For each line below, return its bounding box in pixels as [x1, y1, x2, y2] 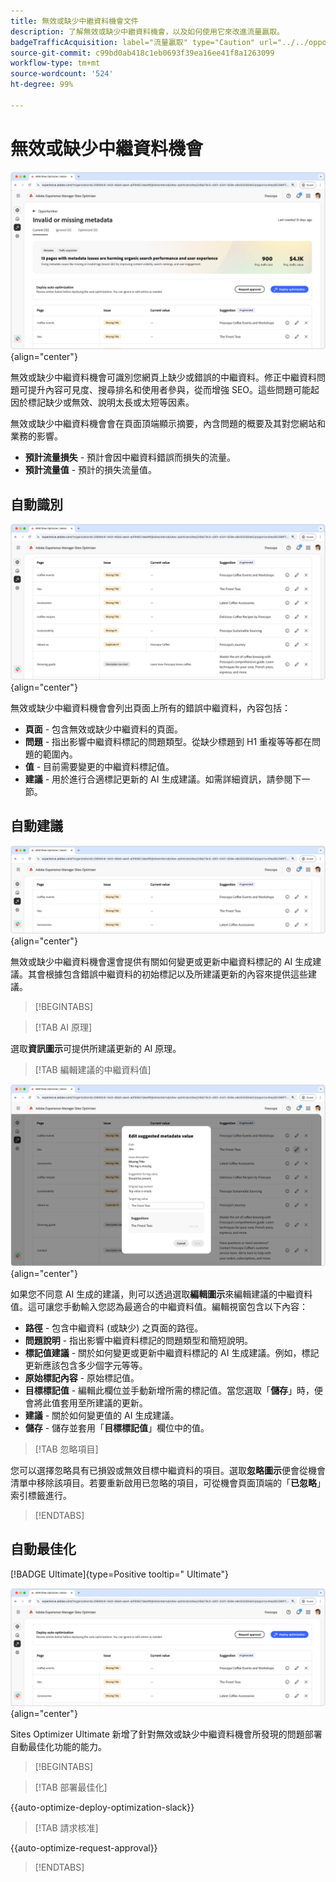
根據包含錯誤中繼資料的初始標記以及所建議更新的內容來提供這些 [44, 968, 308, 980]
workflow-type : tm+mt [10, 58, 101, 69]
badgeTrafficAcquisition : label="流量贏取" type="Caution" [10, 37, 256, 47]
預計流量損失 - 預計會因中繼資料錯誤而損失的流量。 [24, 451, 237, 464]
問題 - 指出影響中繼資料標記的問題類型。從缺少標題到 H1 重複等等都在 [24, 736, 313, 748]
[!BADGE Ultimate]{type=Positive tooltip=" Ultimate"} [10, 1568, 230, 1580]
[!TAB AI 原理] [34, 1021, 92, 1033]
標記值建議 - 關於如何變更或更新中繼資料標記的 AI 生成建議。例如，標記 [24, 1346, 320, 1359]
